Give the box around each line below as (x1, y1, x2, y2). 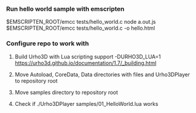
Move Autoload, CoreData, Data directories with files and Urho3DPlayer (14, 71, 190, 78)
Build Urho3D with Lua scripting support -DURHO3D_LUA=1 (14, 53, 162, 60)
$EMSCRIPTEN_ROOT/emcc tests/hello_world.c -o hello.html (6, 24, 156, 32)
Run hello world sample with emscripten (6, 5, 125, 13)
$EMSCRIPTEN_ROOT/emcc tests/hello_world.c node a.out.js (6, 18, 156, 26)
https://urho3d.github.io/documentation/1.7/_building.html (14, 59, 157, 67)
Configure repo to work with (6, 39, 89, 48)
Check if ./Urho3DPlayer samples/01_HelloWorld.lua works (14, 100, 159, 107)
